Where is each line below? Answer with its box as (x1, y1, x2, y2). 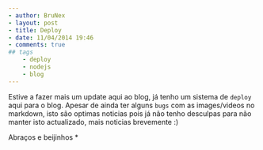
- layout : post (8, 19, 59, 27)
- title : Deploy (8, 26, 62, 34)
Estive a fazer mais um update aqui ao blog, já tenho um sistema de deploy (8, 92, 252, 101)
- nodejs (22, 63, 51, 71)
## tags (8, 48, 34, 56)
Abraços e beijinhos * (8, 132, 79, 142)
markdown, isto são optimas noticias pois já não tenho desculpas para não (8, 108, 252, 118)
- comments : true (8, 41, 66, 49)
